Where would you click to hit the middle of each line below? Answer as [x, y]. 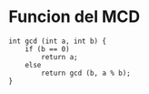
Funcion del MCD [74, 17]
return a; [60, 57]
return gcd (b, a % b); [86, 73]
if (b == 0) [47, 49]
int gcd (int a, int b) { [57, 41]
